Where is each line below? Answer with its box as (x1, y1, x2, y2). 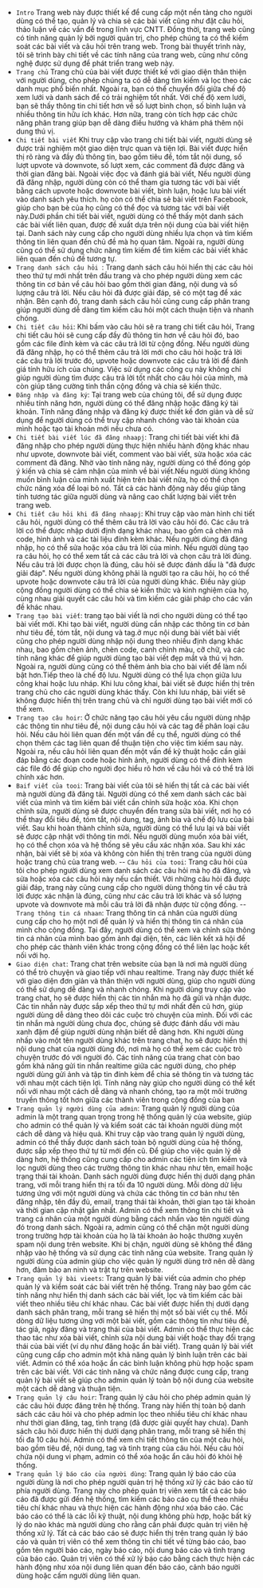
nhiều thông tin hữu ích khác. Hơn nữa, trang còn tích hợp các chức (15, 110, 237, 119)
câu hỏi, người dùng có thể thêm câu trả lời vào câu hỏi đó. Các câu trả (15, 517, 249, 527)
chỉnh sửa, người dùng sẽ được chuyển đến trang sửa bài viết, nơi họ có (15, 806, 252, 816)
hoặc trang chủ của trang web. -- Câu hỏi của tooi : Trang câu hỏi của (15, 857, 248, 867)
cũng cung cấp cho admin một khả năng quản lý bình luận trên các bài (15, 1350, 248, 1359)
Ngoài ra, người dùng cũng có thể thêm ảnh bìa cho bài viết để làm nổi (15, 662, 247, 671)
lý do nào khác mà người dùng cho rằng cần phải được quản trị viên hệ (15, 1520, 249, 1529)
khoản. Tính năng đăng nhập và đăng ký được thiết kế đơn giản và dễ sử (15, 407, 253, 416)
